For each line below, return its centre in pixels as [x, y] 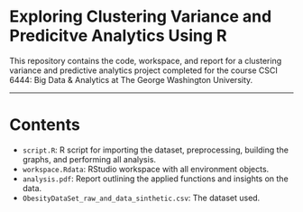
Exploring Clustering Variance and [141, 17]
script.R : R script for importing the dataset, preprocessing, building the [155, 150]
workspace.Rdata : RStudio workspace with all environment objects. [146, 169]
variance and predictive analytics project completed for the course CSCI [143, 70]
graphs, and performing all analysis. [89, 159]
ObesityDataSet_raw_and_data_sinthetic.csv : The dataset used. [141, 198]
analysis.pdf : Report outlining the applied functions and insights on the [155, 179]
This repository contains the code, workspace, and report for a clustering [146, 60]
